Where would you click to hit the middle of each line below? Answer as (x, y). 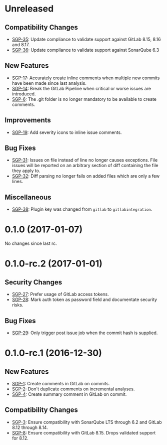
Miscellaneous (28, 197)
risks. (17, 305)
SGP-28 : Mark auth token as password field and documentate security (84, 300)
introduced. (24, 94)
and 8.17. (21, 45)
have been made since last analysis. (49, 83)
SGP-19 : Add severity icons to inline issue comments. (67, 132)
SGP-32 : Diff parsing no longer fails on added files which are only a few (86, 176)
